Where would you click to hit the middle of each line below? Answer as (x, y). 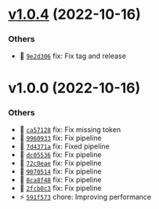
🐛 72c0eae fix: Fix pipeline (60, 163)
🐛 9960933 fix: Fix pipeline (60, 137)
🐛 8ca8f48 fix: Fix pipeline (60, 179)
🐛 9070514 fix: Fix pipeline (60, 171)
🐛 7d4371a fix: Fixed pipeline (64, 146)
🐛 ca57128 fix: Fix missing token (70, 129)
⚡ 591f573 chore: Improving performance (85, 196)
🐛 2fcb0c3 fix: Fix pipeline (60, 188)
